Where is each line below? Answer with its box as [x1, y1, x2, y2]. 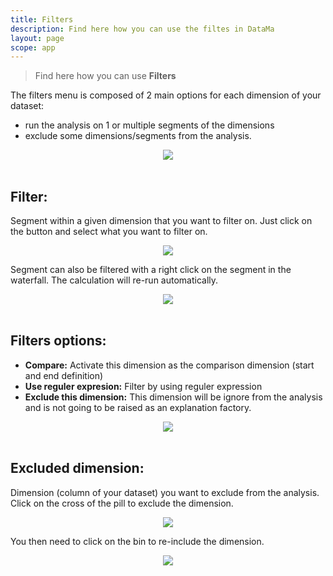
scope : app [10, 42, 56, 53]
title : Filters [10, 14, 74, 25]
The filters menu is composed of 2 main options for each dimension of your [10, 89, 322, 101]
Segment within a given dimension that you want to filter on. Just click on [10, 215, 313, 227]
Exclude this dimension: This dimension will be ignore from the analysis [24, 391, 323, 403]
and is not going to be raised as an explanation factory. [24, 401, 252, 413]
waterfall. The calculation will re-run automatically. [10, 274, 219, 286]
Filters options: [10, 332, 107, 350]
